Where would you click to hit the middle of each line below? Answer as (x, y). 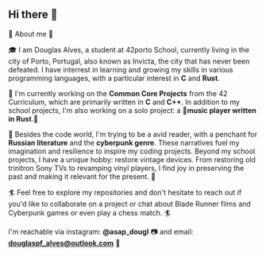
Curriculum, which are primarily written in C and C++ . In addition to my (124, 102)
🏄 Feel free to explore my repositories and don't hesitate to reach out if (125, 192)
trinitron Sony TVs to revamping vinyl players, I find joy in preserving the (126, 168)
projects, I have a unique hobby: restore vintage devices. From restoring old (132, 159)
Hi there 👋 (33, 15)
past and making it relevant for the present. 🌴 (82, 176)
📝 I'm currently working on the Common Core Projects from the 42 (118, 93)
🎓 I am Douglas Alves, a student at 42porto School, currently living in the (129, 49)
